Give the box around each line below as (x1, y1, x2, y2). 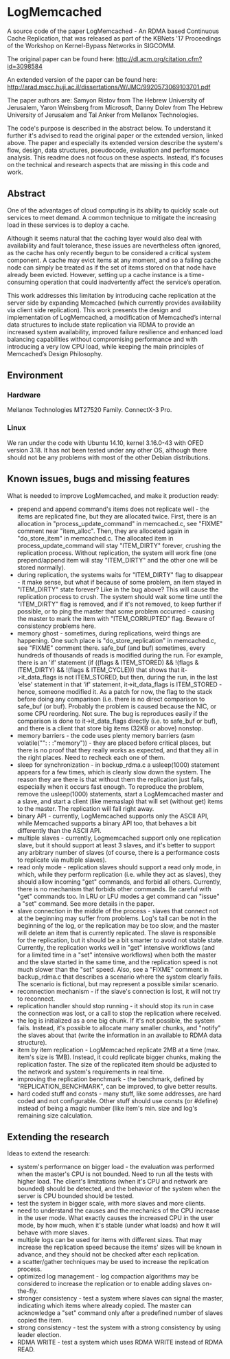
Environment (7, 369, 64, 382)
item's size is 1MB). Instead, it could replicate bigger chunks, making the (16, 1053, 222, 1061)
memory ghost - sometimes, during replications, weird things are (16, 629, 201, 637)
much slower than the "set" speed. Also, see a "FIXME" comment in (16, 965, 209, 973)
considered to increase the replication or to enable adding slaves (16, 1280, 201, 1288)
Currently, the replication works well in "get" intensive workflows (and (16, 943, 215, 951)
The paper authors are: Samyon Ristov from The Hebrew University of (7, 96, 205, 104)
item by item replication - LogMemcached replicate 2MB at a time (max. (16, 1045, 220, 1054)
